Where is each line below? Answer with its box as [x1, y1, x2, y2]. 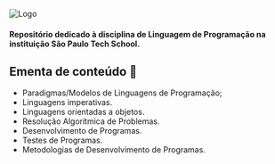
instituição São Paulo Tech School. [9, 38, 141, 49]
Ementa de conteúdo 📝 [9, 63, 138, 79]
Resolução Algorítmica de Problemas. [21, 116, 160, 127]
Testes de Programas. [21, 135, 103, 146]
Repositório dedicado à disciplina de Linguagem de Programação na [9, 29, 266, 39]
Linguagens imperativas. [21, 97, 113, 108]
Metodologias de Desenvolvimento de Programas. [21, 144, 206, 155]
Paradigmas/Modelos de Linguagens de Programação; [21, 87, 222, 98]
